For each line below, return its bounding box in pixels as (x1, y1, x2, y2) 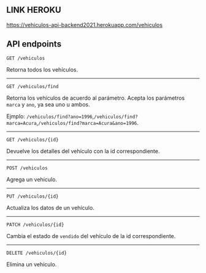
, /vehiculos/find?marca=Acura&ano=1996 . (36, 119, 139, 126)
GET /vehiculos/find (6, 83, 59, 89)
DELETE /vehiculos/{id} (6, 250, 67, 256)
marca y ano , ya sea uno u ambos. (6, 100, 90, 108)
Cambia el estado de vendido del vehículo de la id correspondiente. (6, 232, 176, 239)
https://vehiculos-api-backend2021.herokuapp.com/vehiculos (6, 21, 163, 28)
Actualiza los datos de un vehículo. (6, 204, 95, 211)
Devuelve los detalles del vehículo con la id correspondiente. (6, 147, 161, 155)
